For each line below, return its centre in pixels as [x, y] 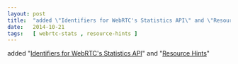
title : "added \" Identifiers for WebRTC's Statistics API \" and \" [110, 20]
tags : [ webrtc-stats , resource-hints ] [73, 33]
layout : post [27, 14]
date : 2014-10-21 [36, 27]
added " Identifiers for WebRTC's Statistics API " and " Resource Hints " [109, 53]
